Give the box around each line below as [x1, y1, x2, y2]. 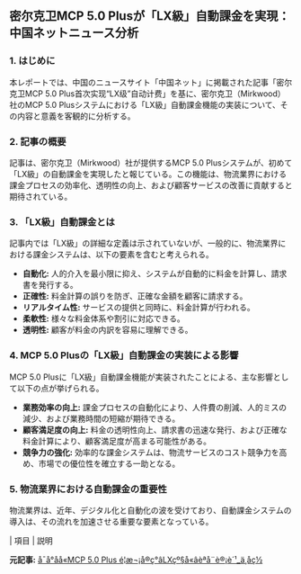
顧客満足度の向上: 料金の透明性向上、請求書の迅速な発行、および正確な [22, 424, 288, 435]
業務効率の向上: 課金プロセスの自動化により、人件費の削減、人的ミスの [22, 401, 288, 412]
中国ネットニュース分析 [9, 25, 139, 40]
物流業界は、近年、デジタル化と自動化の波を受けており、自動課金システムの [9, 505, 292, 516]
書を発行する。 [22, 280, 78, 291]
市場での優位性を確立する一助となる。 [38, 458, 181, 469]
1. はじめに [9, 55, 56, 67]
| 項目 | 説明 [9, 534, 54, 546]
